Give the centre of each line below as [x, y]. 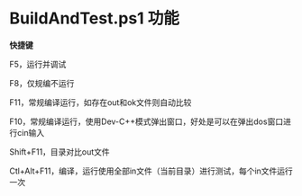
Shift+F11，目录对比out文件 [59, 151]
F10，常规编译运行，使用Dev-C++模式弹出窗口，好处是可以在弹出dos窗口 [146, 121]
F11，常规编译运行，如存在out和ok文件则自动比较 [101, 102]
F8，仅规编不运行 [42, 83]
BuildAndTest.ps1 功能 [95, 18]
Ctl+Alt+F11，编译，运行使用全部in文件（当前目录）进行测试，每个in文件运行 [151, 171]
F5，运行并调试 [38, 64]
